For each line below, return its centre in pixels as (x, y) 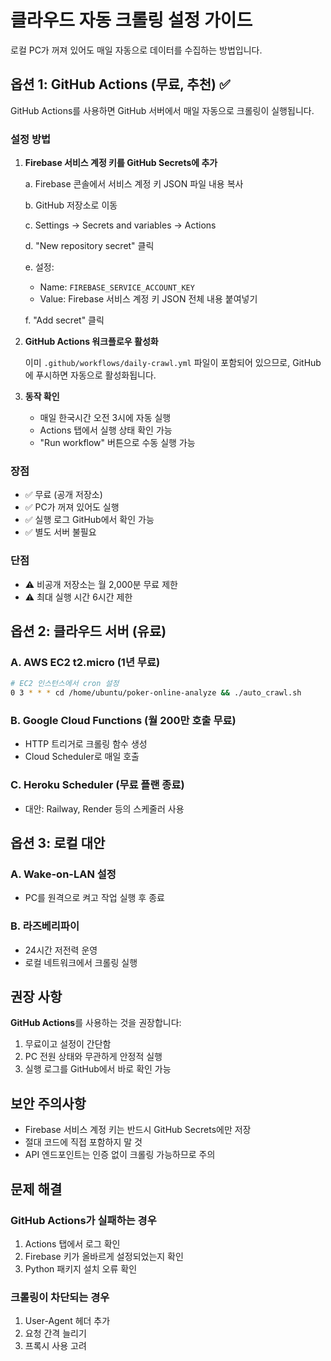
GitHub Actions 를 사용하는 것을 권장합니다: (96, 1023)
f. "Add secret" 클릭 (64, 320)
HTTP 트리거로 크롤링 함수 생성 (86, 744)
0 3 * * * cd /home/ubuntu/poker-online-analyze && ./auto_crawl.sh (156, 693)
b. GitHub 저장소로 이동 (71, 205)
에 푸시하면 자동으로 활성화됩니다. (90, 375)
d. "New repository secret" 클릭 (89, 246)
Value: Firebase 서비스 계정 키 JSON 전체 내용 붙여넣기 (148, 299)
